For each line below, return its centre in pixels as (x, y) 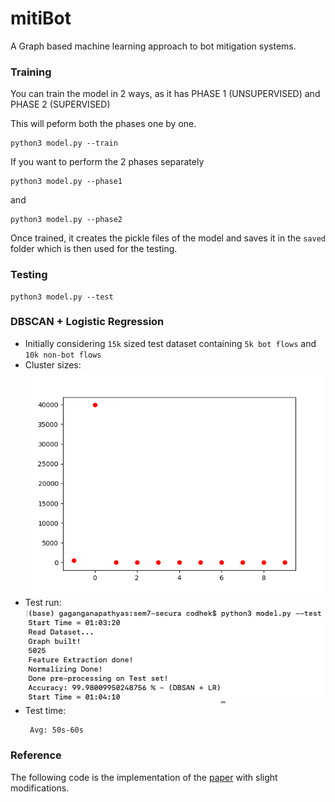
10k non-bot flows (63, 355)
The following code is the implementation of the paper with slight (144, 777)
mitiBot (41, 18)
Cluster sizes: (53, 364)
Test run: (43, 602)
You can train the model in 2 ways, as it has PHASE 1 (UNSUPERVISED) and (165, 94)
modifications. (40, 788)
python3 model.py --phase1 (66, 182)
